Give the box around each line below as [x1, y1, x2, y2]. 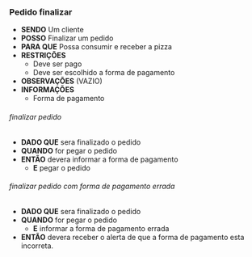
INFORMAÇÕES [20, 85, 75, 95]
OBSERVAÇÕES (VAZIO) [20, 76, 103, 86]
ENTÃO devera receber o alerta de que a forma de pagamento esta [20, 232, 245, 242]
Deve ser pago [32, 59, 82, 69]
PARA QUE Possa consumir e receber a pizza [20, 42, 173, 52]
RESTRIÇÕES [20, 51, 66, 61]
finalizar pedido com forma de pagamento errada [9, 181, 175, 192]
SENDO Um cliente [20, 25, 84, 35]
